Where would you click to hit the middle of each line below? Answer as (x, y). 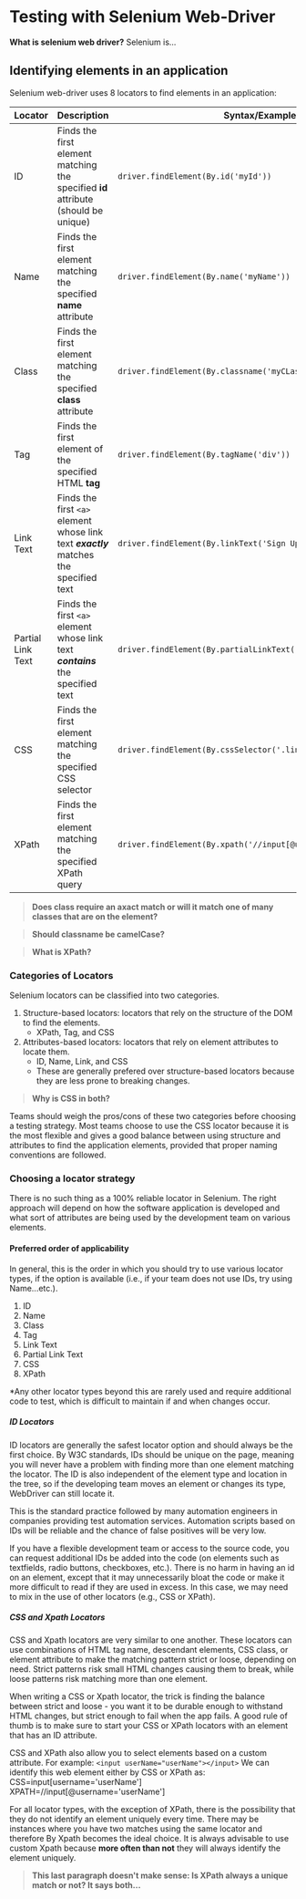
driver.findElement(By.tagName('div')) (204, 454)
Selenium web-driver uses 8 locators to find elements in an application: (143, 92)
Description (83, 115)
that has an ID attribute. (53, 1736)
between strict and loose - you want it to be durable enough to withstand (147, 1707)
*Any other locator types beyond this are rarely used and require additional (150, 1391)
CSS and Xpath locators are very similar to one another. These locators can (151, 1640)
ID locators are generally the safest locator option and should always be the (151, 1445)
